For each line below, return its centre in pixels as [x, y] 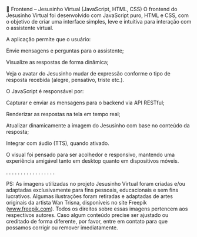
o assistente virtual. [30, 28]
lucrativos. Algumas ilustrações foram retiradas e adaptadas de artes [90, 196]
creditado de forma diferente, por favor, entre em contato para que [87, 221]
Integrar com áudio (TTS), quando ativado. [58, 143]
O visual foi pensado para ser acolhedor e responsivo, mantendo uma [91, 154]
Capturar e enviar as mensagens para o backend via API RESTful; [85, 103]
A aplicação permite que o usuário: [49, 39]
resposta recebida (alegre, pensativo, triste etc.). [65, 80]
